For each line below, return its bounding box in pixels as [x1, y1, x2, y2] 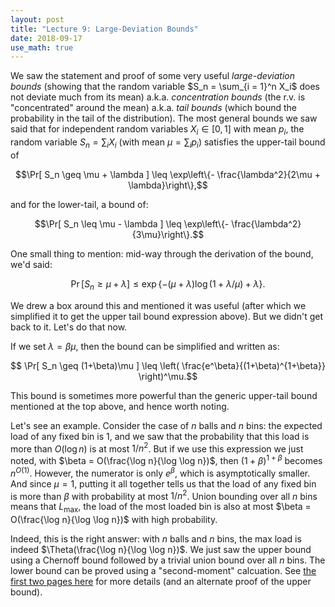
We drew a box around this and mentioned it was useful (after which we [10, 299, 307, 311]
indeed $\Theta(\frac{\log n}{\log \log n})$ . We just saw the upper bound [10, 544, 312, 556]
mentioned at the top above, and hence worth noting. [10, 400, 230, 412]
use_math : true [10, 42, 74, 53]
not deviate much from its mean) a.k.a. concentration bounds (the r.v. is [10, 91, 306, 103]
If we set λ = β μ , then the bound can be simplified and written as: [10, 340, 280, 352]
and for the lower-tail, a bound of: [10, 198, 149, 210]
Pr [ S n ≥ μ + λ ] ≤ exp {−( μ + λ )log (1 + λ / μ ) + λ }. [70, 277, 266, 292]
